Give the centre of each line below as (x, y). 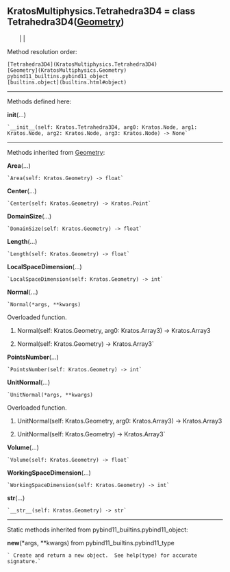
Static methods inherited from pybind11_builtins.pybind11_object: (98, 530)
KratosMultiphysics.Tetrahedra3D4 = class (101, 11)
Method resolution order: (42, 51)
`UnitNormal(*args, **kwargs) (50, 395)
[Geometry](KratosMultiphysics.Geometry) (67, 70)
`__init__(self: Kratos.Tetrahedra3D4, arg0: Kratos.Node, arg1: (102, 127)
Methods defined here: (39, 101)
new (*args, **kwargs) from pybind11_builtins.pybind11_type (91, 543)
